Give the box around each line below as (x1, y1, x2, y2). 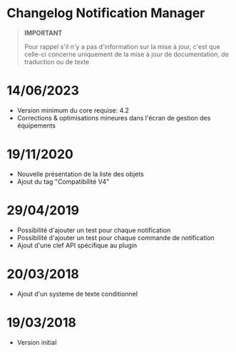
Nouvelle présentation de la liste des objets (16, 170, 144, 178)
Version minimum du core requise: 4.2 (16, 105, 130, 115)
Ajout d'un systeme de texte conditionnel (16, 289, 138, 298)
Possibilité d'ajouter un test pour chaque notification (16, 226, 171, 234)
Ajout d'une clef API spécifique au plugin (16, 241, 138, 249)
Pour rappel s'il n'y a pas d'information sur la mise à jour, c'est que (24, 42, 220, 51)
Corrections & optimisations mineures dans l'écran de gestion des (16, 113, 211, 122)
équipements (16, 121, 56, 130)
